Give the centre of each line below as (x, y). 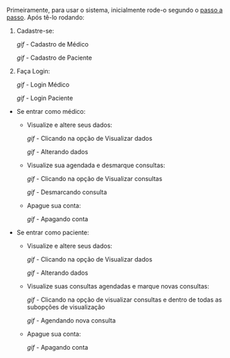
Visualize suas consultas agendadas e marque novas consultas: (118, 286)
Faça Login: (33, 71)
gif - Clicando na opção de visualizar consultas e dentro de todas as (124, 300)
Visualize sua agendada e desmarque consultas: (96, 165)
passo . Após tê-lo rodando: (45, 17)
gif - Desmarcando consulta (67, 192)
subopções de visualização (66, 307)
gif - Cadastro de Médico (53, 44)
